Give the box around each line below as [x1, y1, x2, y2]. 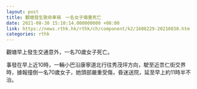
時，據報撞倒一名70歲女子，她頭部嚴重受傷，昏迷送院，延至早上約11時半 [6, 69, 186, 76]
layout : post [6, 8, 39, 15]
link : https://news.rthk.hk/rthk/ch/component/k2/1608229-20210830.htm [6, 25, 190, 32]
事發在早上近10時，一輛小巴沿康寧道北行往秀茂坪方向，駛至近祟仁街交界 [6, 61, 186, 69]
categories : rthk [6, 31, 50, 37]
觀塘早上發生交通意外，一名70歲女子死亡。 [6, 49, 113, 56]
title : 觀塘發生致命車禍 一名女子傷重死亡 [6, 14, 102, 20]
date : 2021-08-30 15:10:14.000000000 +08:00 [6, 20, 120, 26]
